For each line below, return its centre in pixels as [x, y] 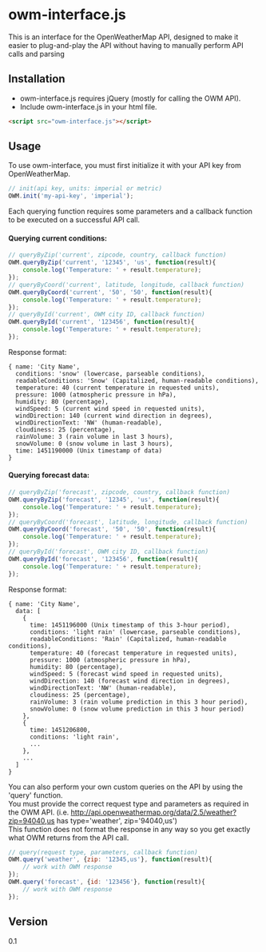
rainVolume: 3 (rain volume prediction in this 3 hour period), [139, 702]
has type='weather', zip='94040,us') [117, 820]
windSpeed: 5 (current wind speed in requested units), [110, 408]
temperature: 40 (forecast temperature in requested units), [133, 653]
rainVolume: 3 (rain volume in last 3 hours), [94, 436]
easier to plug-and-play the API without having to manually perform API [126, 45]
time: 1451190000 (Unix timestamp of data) [89, 450]
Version [28, 922]
